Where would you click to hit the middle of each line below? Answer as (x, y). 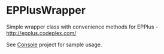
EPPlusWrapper (46, 10)
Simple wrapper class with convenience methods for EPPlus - (82, 27)
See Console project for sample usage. (54, 45)
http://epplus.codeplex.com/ (41, 33)
